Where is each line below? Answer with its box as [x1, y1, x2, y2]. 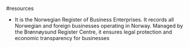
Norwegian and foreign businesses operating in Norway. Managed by [14, 23, 184, 29]
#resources [6, 5, 34, 12]
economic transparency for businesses [14, 35, 110, 41]
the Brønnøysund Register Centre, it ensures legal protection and [14, 28, 173, 35]
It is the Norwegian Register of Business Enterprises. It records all [14, 16, 174, 23]
